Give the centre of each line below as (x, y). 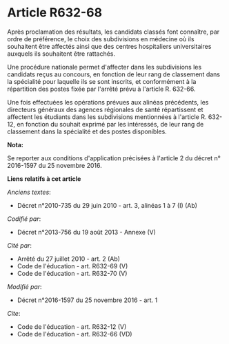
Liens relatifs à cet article (44, 179)
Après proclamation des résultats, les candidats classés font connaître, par (113, 32)
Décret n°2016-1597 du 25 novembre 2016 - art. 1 (87, 300)
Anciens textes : (29, 192)
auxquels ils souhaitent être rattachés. (61, 54)
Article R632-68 (54, 13)
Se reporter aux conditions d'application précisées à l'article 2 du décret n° (114, 158)
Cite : (14, 313)
